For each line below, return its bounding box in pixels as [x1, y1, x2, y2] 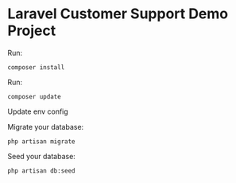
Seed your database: [7, 151, 76, 161]
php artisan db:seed [7, 166, 76, 175]
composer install [7, 63, 65, 72]
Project [7, 21, 56, 40]
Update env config [7, 107, 68, 116]
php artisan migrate [7, 137, 76, 146]
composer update [7, 92, 61, 100]
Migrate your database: [7, 122, 84, 131]
